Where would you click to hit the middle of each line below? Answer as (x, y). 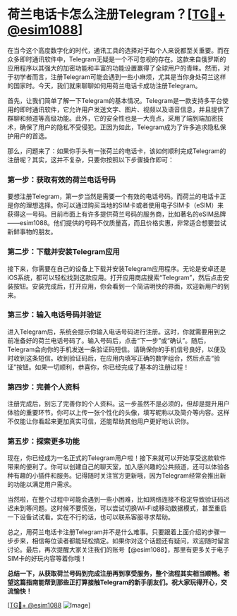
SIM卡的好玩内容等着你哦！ (47, 559)
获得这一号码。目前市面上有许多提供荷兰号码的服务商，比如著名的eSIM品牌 (117, 214)
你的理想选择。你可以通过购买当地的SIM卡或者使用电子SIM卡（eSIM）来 (119, 205)
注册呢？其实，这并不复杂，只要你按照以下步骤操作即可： (91, 159)
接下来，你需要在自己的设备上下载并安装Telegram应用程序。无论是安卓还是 (117, 268)
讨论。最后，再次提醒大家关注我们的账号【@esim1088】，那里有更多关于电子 (119, 550)
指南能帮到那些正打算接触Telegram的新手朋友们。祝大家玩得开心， (123, 582)
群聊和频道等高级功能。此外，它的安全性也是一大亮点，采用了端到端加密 (112, 118)
